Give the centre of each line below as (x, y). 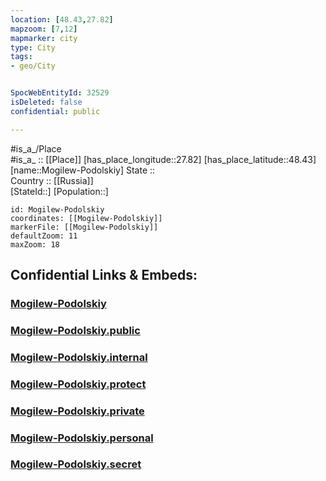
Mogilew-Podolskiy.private (77, 411)
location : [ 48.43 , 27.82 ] (62, 19)
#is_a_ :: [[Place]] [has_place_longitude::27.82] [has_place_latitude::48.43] (163, 159)
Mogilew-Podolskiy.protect (78, 384)
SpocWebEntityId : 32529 (60, 93)
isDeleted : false (46, 102)
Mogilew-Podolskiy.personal (82, 438)
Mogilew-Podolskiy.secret (76, 464)
